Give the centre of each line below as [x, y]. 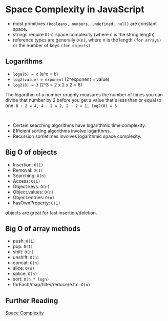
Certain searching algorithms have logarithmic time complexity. [79, 125]
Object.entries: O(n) [34, 197]
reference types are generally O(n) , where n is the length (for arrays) [87, 40]
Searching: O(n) [29, 176]
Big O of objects [31, 152]
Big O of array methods [43, 229]
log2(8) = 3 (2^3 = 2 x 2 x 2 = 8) [48, 84]
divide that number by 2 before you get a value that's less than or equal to [83, 100]
